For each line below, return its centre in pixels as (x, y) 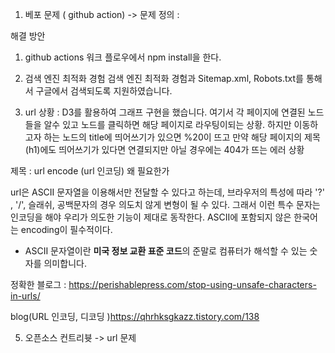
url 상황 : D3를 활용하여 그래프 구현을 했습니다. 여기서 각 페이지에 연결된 (165, 112)
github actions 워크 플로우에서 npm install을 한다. (123, 57)
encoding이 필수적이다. (66, 229)
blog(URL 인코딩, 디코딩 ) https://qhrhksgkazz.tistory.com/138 (135, 316)
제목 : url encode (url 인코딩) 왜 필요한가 (90, 171)
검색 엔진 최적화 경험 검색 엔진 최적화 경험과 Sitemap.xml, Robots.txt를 (164, 78)
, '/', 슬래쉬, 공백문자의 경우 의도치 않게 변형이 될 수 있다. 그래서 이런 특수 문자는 (165, 204)
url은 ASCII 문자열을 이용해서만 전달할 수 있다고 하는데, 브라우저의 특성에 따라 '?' (167, 192)
